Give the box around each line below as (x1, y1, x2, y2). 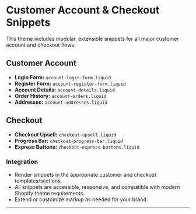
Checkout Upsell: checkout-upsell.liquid (14, 131, 117, 138)
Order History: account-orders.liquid (14, 92, 107, 99)
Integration (6, 158, 38, 166)
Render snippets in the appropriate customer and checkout (14, 171, 156, 178)
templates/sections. (14, 177, 62, 184)
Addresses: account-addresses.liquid (14, 99, 108, 106)
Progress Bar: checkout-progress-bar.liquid (14, 137, 124, 144)
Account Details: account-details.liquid (14, 86, 116, 93)
